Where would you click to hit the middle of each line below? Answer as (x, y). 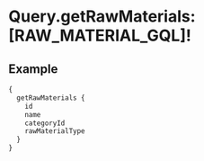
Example (33, 69)
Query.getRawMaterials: (102, 17)
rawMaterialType (55, 131)
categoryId (45, 123)
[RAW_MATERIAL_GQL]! (100, 36)
